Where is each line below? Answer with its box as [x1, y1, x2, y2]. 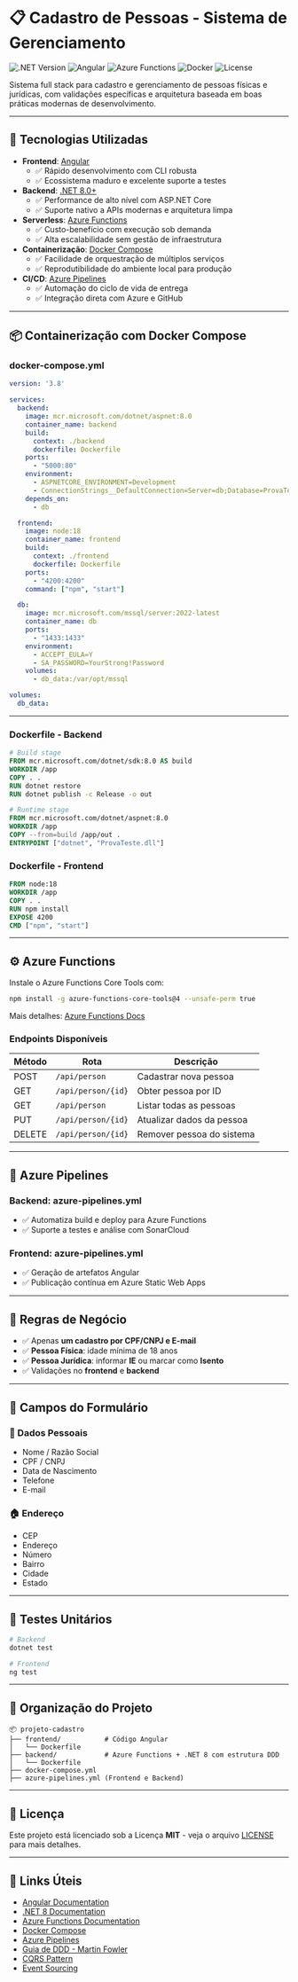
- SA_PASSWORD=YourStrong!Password [32, 658, 165, 667]
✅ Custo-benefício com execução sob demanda [35, 223, 212, 234]
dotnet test [9, 1643, 53, 1652]
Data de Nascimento [21, 1465, 98, 1476]
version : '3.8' [9, 380, 66, 388]
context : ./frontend [32, 552, 109, 560]
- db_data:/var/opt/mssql [32, 675, 129, 684]
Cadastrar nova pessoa [137, 1070, 234, 1083]
